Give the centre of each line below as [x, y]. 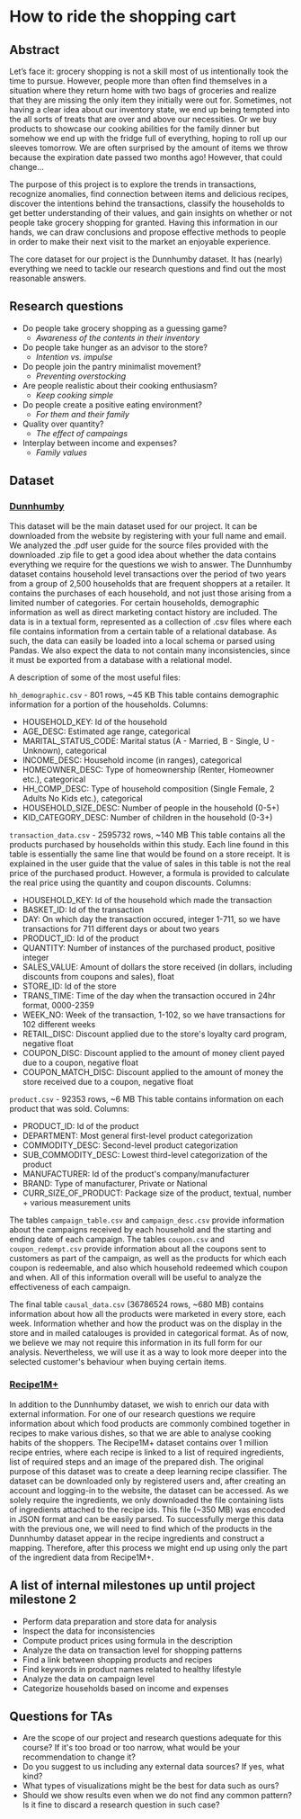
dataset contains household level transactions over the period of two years [148, 574]
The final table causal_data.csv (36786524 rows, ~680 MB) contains [137, 1304]
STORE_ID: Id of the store [69, 986]
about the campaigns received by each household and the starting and [141, 1229]
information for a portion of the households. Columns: [109, 704]
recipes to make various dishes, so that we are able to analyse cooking [141, 1433]
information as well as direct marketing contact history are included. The [144, 612]
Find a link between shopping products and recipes [117, 1659]
